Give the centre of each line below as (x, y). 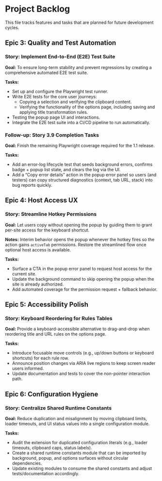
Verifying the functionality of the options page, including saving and (87, 107)
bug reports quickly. (32, 185)
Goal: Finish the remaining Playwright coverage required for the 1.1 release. (80, 145)
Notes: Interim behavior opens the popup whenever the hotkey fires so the (80, 239)
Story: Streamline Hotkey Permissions (51, 214)
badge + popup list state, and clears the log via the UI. (66, 169)
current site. (24, 274)
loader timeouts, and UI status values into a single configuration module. (77, 424)
